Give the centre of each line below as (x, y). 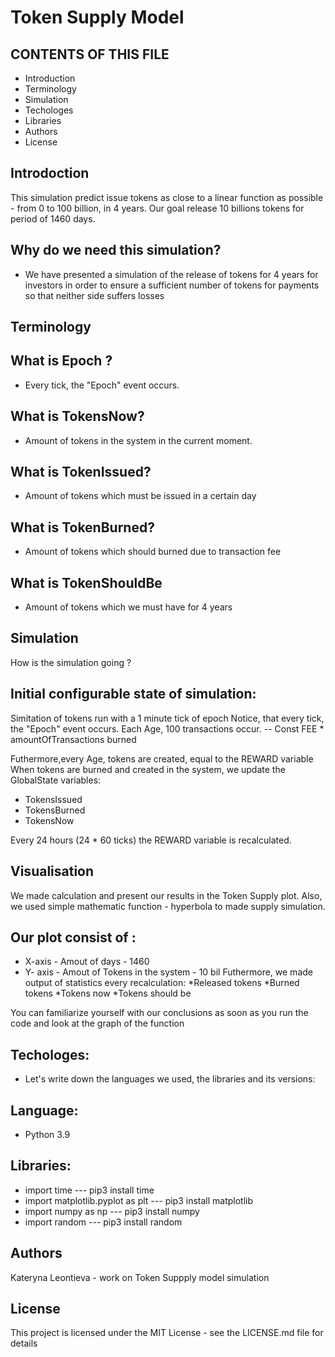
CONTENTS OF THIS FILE (90, 54)
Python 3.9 (47, 1134)
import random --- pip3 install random (103, 1222)
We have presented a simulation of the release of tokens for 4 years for (171, 274)
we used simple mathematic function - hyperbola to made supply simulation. (168, 906)
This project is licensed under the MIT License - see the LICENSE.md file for (167, 1333)
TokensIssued (53, 799)
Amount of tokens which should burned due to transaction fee (153, 552)
